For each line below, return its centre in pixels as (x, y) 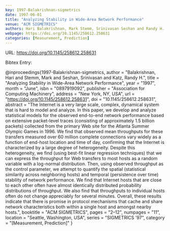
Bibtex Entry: (19, 62)
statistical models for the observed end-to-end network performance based (84, 115)
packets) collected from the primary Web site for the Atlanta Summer (77, 126)
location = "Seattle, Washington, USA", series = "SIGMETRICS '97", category (85, 217)
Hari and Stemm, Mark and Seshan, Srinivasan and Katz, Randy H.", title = (82, 78)
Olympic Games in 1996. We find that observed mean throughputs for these (84, 131)
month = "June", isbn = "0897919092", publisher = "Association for (75, 88)
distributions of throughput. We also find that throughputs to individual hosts (85, 190)
